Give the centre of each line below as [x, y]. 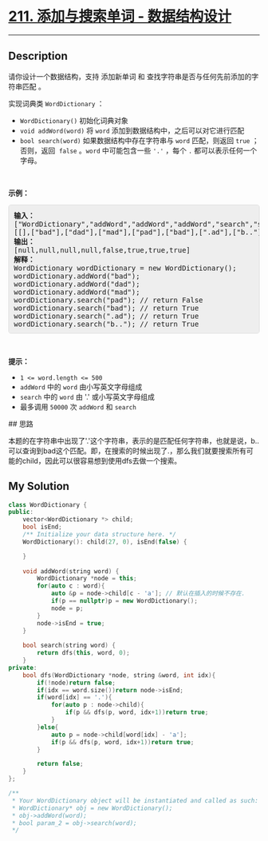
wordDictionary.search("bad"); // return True [106, 308]
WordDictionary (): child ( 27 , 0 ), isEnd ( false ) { [105, 542]
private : [23, 668]
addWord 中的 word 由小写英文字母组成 [81, 387]
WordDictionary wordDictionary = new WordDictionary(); [125, 268]
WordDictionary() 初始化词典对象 [74, 120]
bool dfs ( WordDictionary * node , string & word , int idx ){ [119, 675]
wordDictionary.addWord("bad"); [77, 276]
